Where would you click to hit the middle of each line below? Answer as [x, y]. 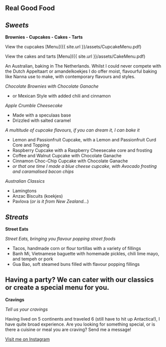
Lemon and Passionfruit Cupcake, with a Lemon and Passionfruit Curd [84, 140]
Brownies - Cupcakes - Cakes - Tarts [44, 37]
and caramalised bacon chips [43, 172]
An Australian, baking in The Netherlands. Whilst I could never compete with [83, 66]
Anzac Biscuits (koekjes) [38, 196]
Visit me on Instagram [28, 339]
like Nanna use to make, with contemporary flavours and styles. [70, 77]
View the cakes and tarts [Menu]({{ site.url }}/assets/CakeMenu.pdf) [75, 56]
